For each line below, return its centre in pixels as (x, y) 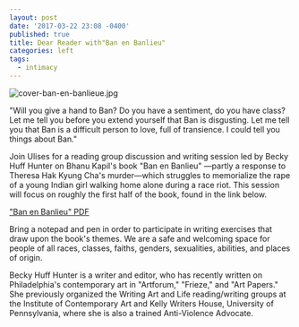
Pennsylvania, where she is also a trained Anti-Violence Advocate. (131, 313)
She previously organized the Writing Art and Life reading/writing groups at (148, 294)
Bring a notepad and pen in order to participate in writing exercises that (141, 228)
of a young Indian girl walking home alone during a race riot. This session (145, 185)
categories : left (42, 51)
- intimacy (38, 68)
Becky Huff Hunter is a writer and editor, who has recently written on (136, 275)
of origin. (26, 257)
